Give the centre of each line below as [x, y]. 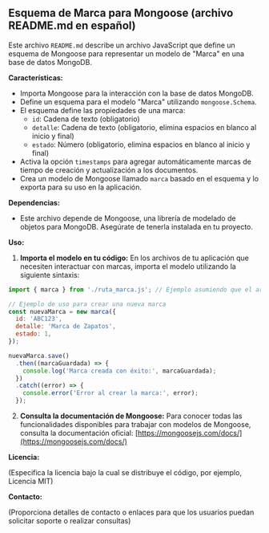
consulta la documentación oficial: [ [79, 433]
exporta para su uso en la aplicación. [81, 187]
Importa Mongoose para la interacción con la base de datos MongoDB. [137, 93]
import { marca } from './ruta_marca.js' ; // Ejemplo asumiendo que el [130, 289]
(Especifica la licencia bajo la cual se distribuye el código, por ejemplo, [125, 473]
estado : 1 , [34, 334]
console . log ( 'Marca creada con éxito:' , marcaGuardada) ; [120, 371]
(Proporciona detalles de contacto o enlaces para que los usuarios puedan [131, 512]
